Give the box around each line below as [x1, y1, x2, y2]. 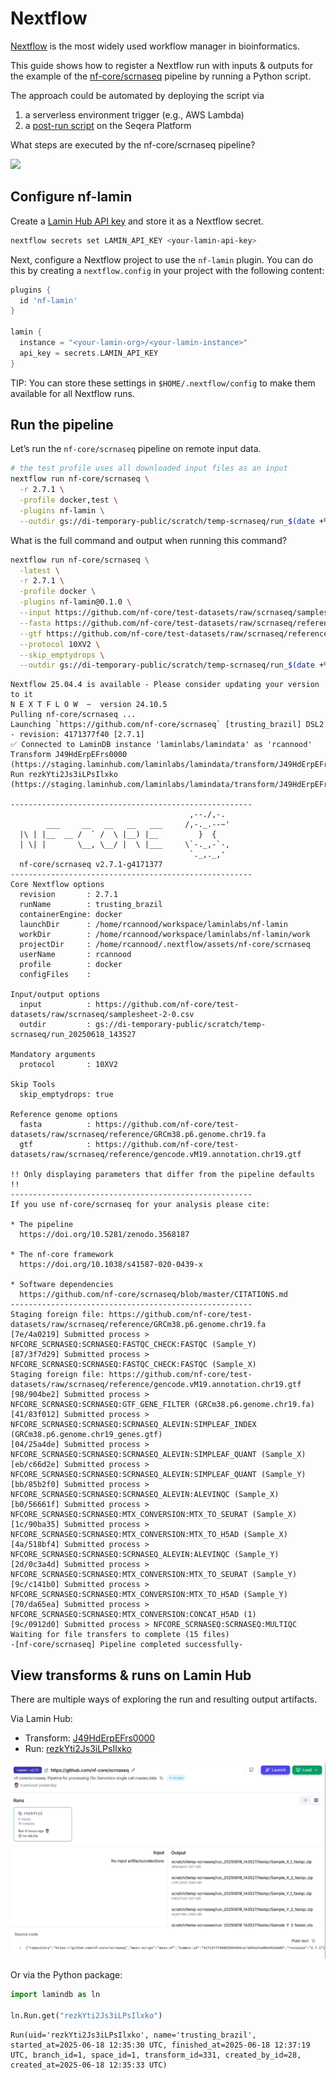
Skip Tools [10, 1080, 56, 1090]
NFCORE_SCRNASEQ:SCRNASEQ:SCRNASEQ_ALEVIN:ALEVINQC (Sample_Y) [10, 1550, 280, 1560]
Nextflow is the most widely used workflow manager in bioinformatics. [10, 40, 300, 52]
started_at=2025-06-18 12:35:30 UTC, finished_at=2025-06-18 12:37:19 [10, 2040, 311, 2050]
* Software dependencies [10, 1280, 114, 1290]
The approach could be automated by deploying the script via [10, 89, 265, 101]
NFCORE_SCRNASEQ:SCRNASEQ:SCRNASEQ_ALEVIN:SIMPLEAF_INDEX [10, 1420, 257, 1430]
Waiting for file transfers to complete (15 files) [10, 1630, 230, 1640]
